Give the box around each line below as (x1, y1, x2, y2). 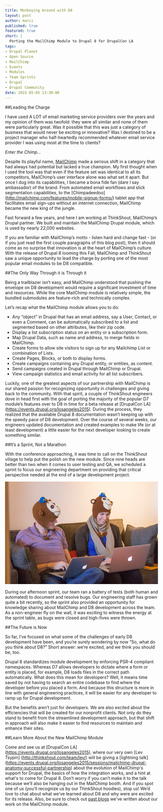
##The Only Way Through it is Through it (5, 270, 87, 276)
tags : (5, 44, 16, 49)
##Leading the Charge (5, 104, 50, 110)
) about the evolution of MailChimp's (70, 765, 144, 771)
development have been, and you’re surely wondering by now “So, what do (5, 639, 155, 645)
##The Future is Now (5, 624, 48, 630)
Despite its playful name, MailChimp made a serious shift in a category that (5, 159, 155, 164)
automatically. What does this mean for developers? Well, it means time (5, 674, 148, 680)
